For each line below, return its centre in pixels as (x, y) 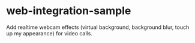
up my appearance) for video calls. (49, 33)
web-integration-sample (69, 11)
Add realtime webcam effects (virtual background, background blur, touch (98, 27)
